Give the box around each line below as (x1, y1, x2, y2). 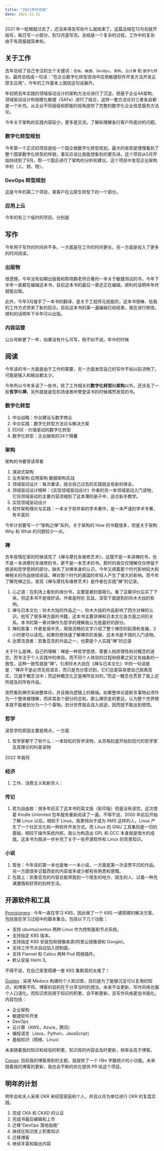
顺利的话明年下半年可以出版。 (5, 311, 65, 317)
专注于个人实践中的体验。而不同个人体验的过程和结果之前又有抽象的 (18, 655, 155, 660)
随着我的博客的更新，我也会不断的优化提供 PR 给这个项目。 (5, 1064, 124, 1069)
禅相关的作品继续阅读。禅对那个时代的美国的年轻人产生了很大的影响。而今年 (5, 573, 159, 578)
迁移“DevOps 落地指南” (12, 1123, 60, 1128)
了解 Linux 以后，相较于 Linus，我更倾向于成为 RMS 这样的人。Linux (12, 818, 150, 824)
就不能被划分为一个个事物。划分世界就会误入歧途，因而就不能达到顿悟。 (9, 702, 155, 708)
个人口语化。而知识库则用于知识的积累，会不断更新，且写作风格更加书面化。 (5, 990, 159, 996)
